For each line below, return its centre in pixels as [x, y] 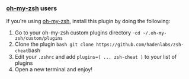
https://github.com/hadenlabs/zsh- [140, 45]
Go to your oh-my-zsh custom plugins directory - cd [77, 33]
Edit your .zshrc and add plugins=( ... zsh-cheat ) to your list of [96, 57]
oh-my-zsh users [32, 8]
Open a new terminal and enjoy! [54, 69]
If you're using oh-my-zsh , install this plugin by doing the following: [88, 21]
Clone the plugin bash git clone [54, 44]
